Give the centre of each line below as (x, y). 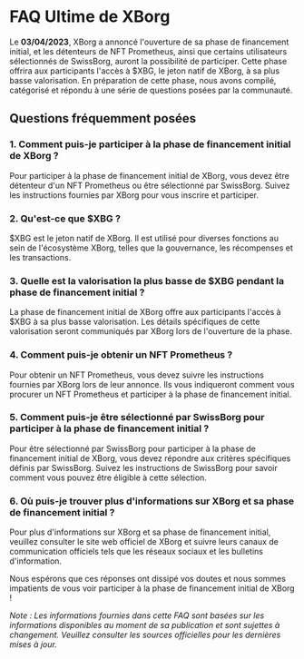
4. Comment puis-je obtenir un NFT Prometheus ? (121, 355)
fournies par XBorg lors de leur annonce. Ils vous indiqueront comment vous (152, 384)
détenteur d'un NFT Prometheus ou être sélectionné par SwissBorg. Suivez (150, 185)
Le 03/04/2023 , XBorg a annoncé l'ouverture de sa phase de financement (149, 42)
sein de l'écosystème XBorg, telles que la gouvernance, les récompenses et (151, 248)
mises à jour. (33, 644)
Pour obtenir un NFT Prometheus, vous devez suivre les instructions (137, 375)
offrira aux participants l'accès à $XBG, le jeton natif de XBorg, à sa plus (144, 71)
